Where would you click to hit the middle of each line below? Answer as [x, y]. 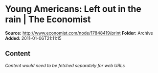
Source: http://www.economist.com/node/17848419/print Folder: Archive [79, 33]
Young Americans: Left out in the [73, 9]
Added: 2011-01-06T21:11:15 [33, 38]
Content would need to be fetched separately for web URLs [65, 65]
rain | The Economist [48, 19]
